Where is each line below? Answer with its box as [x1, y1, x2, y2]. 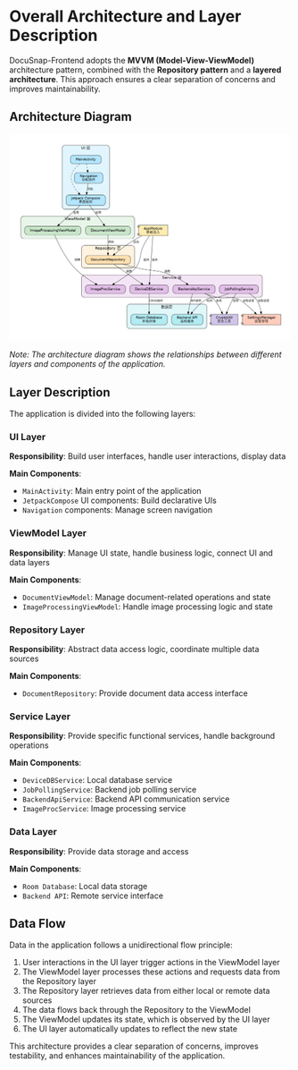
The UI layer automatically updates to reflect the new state [21, 1023, 238, 1034]
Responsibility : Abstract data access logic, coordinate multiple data [9, 644, 260, 655]
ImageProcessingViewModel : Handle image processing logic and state [21, 601, 274, 612]
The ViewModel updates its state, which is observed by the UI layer [21, 1014, 270, 1025]
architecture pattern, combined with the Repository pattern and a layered [9, 64, 282, 75]
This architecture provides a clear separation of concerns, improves [9, 1040, 259, 1052]
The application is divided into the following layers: [9, 409, 196, 420]
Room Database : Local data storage [21, 880, 148, 891]
